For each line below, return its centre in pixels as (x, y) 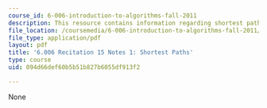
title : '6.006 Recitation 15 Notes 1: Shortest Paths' (101, 52)
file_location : (33, 30)
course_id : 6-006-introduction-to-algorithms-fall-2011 (103, 15)
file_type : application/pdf (55, 38)
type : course (30, 60)
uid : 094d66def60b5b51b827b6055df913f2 (74, 67)
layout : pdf (28, 45)
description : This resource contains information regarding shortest (126, 23)
